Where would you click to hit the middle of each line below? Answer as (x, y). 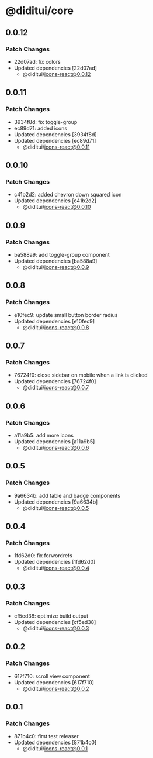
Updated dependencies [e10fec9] (54, 321)
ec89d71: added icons (41, 128)
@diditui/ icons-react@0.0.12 (57, 74)
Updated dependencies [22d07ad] (55, 68)
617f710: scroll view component (52, 676)
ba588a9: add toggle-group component (62, 254)
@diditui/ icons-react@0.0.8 (56, 327)
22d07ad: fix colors (37, 61)
